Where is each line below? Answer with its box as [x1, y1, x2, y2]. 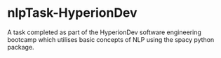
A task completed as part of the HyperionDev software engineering [7, 28, 201, 36]
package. [7, 43, 34, 51]
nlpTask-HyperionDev [7, 5, 138, 21]
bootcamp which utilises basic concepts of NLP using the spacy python [7, 35, 215, 43]
